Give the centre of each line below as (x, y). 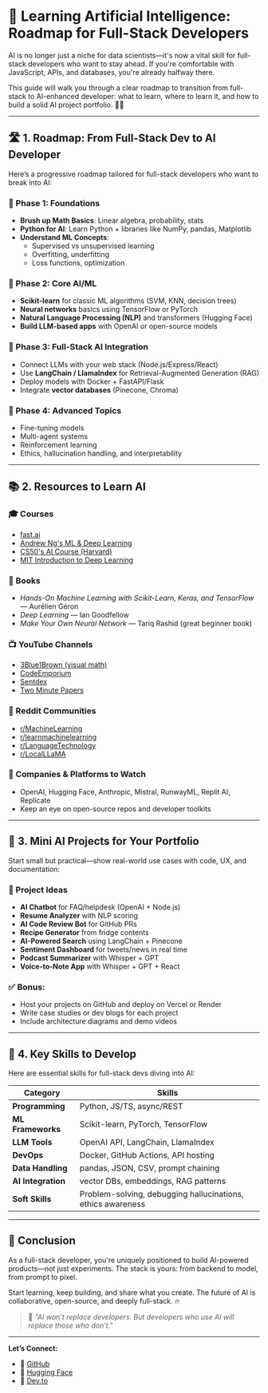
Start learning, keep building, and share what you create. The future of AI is (132, 1292)
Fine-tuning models (52, 428)
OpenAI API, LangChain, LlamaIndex (147, 1142)
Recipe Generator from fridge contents (84, 932)
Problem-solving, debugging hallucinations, (162, 1194)
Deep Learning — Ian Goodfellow (74, 614)
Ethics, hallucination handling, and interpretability (100, 453)
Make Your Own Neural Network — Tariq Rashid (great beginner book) (136, 623)
